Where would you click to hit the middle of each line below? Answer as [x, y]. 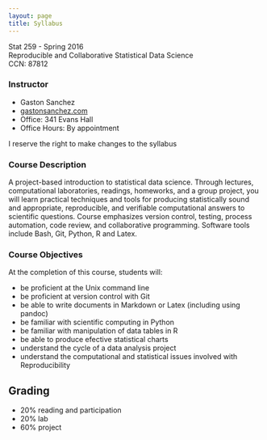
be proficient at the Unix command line [85, 288]
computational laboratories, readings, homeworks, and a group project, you [134, 191]
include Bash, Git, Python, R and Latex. [73, 234]
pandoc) [34, 314]
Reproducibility [45, 366]
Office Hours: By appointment [69, 128]
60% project [41, 427]
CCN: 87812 [28, 63]
